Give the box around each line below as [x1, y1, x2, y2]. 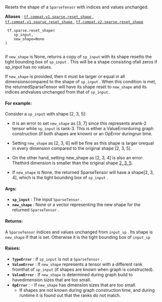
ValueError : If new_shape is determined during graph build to [12, 271, 133, 277]
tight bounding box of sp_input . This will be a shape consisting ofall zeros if [5, 59, 158, 65]
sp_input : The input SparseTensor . [12, 197, 82, 203]
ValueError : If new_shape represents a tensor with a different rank [12, 261, 143, 267]
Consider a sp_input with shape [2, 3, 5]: [5, 111, 86, 117]
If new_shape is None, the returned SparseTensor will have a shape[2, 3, [12, 170, 154, 175]
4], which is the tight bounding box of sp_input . [12, 175, 108, 181]
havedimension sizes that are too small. [12, 277, 91, 283]
